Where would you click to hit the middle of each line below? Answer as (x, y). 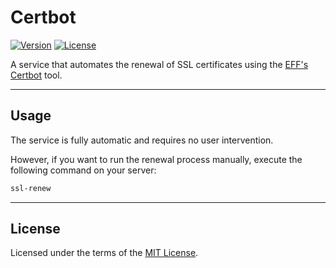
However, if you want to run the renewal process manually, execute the (156, 159)
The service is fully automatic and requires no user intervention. (142, 140)
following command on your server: (83, 170)
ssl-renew (31, 188)
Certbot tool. (36, 75)
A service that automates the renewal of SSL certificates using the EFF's (159, 64)
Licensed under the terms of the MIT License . (104, 253)
